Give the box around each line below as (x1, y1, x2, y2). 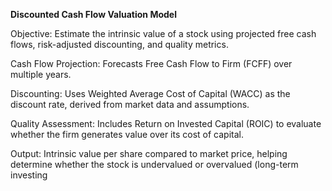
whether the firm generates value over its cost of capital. (10, 129, 244, 140)
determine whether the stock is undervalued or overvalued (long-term (10, 159, 299, 170)
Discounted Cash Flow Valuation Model (10, 9, 177, 20)
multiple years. (10, 69, 72, 80)
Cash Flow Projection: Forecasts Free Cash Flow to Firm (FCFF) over (10, 58, 293, 69)
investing (10, 169, 48, 181)
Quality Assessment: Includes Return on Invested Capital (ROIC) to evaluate (10, 118, 322, 129)
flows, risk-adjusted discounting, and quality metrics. (10, 39, 229, 50)
